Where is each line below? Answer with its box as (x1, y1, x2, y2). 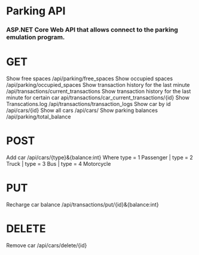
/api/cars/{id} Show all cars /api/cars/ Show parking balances (6, 107, 158, 114)
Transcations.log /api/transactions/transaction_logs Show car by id (6, 101, 172, 108)
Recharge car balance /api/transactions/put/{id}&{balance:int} (6, 201, 160, 208)
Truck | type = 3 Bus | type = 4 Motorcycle (6, 160, 111, 167)
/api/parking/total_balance (6, 113, 71, 120)
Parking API (6, 4, 66, 18)
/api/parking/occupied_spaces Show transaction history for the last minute (6, 81, 190, 89)
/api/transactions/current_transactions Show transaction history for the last (6, 88, 191, 95)
